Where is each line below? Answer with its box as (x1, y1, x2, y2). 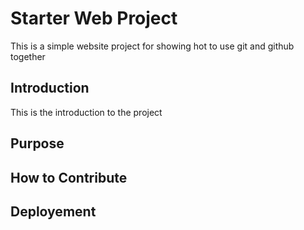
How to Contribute (10, 169, 128, 186)
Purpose (10, 135, 65, 152)
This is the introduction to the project (10, 106, 163, 118)
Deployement (10, 203, 97, 220)
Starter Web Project (10, 7, 178, 30)
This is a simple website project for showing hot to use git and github (10, 40, 295, 52)
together (10, 50, 46, 62)
